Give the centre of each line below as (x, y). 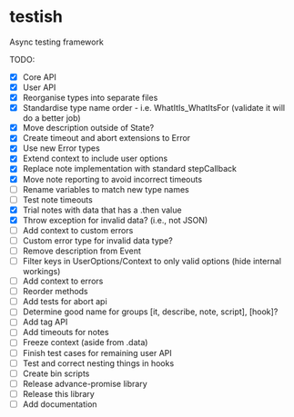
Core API (39, 77)
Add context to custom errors (78, 230)
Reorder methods (55, 292)
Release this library (59, 393)
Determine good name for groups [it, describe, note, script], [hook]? (150, 312)
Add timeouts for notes (66, 333)
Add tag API (45, 322)
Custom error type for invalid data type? (97, 240)
